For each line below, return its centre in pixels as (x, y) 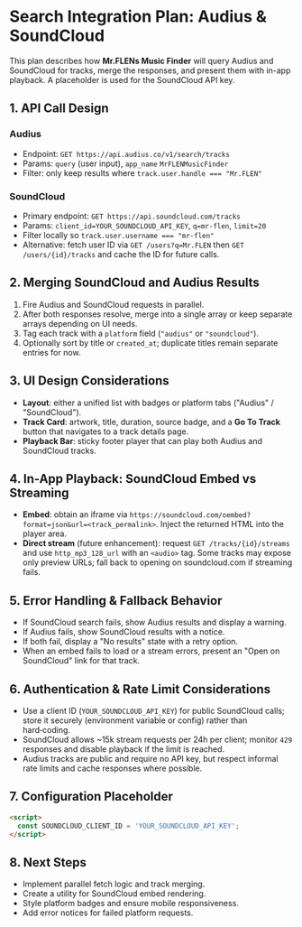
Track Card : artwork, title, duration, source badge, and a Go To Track (151, 422)
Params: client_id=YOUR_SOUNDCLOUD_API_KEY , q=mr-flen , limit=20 (144, 225)
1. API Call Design (59, 109)
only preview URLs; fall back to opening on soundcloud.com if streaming (157, 562)
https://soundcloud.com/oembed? (190, 515)
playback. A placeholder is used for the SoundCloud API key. (122, 79)
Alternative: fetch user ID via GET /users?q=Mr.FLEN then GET (133, 245)
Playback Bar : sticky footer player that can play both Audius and (142, 440)
